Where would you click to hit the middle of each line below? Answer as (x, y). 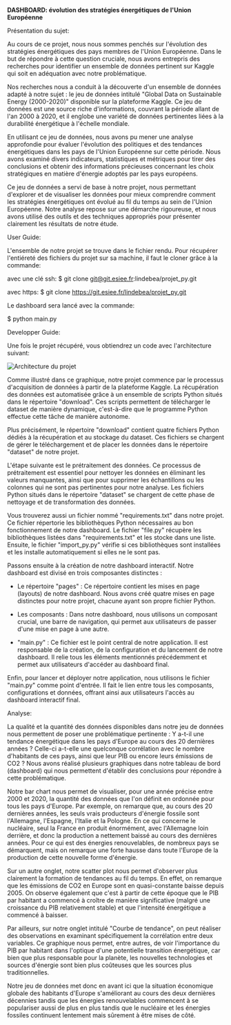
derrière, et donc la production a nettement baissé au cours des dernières (112, 835)
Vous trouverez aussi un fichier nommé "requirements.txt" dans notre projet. (116, 515)
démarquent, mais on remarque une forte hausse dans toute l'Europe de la (113, 850)
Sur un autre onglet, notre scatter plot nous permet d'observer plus (102, 871)
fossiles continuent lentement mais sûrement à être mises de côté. (101, 1015)
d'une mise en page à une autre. (63, 629)
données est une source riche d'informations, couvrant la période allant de (113, 109)
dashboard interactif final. (44, 700)
